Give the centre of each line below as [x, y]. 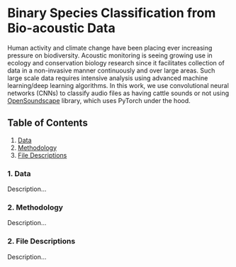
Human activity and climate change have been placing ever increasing [110, 48]
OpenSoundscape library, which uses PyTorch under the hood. [99, 100]
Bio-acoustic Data [61, 28]
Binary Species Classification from [112, 13]
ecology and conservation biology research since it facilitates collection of [116, 62]
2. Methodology [35, 207]
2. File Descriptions [41, 241]
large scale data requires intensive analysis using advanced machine [108, 78]
